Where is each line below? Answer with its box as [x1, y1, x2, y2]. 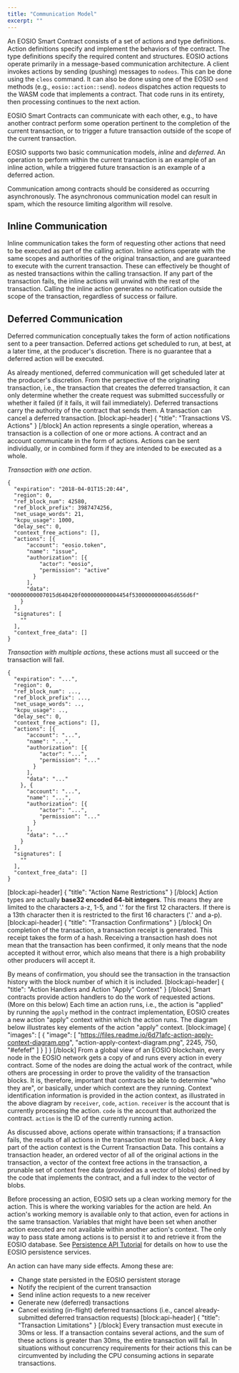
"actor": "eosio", [39, 561, 94, 568]
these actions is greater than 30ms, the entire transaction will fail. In [17, 1336, 218, 1345]
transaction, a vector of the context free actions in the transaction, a [7, 1158, 208, 1167]
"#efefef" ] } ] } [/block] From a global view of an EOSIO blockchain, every [7, 1046, 225, 1055]
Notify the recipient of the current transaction [17, 1283, 152, 1292]
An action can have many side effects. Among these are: [7, 1262, 173, 1270]
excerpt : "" [7, 17, 43, 24]
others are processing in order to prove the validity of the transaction [7, 1068, 210, 1078]
